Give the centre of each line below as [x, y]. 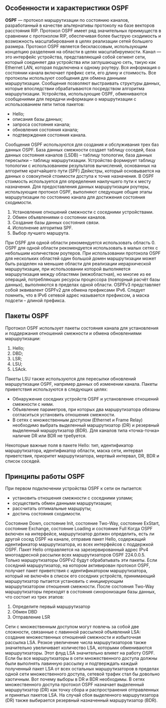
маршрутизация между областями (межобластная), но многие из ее [78, 274]
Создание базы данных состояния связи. [56, 222]
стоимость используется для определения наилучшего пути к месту [78, 181]
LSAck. [20, 369]
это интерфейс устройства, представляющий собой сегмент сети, [76, 57]
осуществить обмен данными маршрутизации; [62, 503]
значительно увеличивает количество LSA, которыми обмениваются [79, 648]
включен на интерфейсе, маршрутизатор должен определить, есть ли [80, 534]
